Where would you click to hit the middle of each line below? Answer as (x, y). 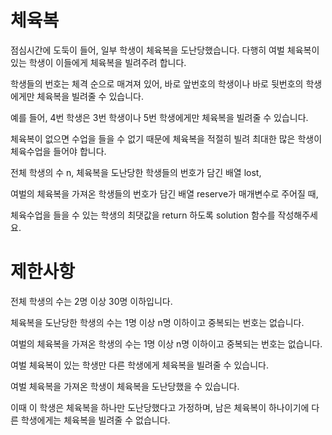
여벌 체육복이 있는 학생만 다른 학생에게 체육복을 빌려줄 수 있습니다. (139, 365)
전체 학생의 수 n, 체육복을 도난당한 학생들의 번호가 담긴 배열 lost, (136, 172)
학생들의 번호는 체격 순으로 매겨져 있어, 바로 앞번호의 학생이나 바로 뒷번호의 (157, 83)
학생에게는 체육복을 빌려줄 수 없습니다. (95, 420)
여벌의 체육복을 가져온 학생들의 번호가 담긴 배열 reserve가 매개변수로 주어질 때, (164, 193)
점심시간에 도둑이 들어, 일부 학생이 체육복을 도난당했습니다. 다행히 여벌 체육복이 (165, 50)
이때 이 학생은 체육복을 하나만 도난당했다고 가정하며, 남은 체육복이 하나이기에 (160, 407)
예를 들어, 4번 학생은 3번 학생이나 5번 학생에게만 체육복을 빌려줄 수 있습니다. (159, 117)
